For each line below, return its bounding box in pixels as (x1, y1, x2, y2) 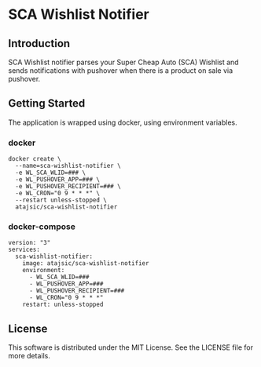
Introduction (8, 37, 71, 50)
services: (8, 245, 41, 254)
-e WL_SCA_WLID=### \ (15, 169, 86, 177)
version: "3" (8, 239, 51, 247)
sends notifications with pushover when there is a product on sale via (8, 66, 233, 75)
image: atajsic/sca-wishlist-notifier (22, 260, 149, 267)
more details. (8, 351, 51, 361)
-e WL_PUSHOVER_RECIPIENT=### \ (15, 183, 122, 191)
